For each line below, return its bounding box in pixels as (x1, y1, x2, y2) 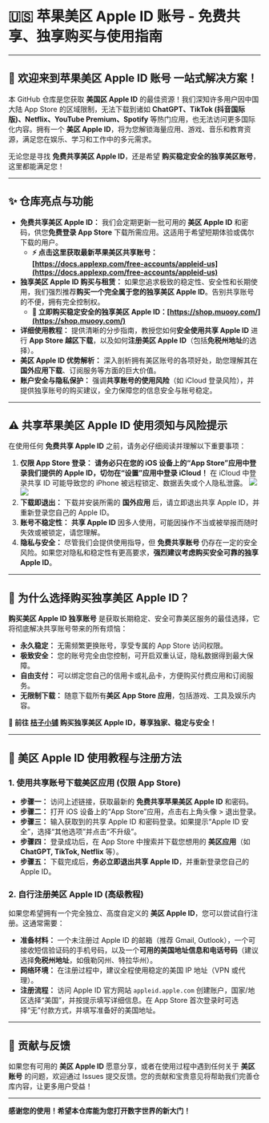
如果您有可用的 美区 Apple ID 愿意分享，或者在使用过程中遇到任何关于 (8, 1061, 239, 1071)
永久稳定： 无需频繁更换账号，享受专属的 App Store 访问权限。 (19, 641, 228, 651)
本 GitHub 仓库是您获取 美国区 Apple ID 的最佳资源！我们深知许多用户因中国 (8, 94, 259, 104)
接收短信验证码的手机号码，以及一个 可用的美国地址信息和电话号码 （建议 (19, 945, 259, 955)
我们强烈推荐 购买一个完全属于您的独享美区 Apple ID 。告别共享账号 (34, 287, 255, 296)
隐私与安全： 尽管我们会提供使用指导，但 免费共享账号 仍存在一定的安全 (19, 538, 258, 547)
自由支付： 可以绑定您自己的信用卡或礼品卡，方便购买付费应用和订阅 (19, 671, 247, 680)
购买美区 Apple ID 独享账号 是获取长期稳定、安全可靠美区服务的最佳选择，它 (8, 614, 260, 624)
